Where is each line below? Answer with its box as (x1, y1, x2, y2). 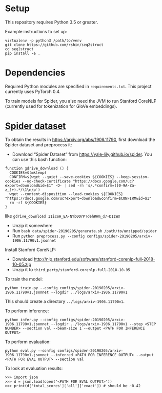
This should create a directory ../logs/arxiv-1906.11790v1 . (5, 298, 125, 304)
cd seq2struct (5, 46, 34, 51)
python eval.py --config (5, 348, 56, 353)
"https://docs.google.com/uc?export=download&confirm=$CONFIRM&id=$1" (5, 196, 152, 201)
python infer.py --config (5, 317, 58, 322)
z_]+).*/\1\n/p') (5, 187, 40, 192)
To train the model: (5, 276, 43, 282)
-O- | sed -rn (55, 183, 84, 188)
